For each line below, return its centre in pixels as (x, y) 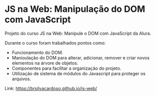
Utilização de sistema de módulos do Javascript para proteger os (79, 73)
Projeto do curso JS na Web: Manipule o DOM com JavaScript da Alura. (78, 33)
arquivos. (21, 79)
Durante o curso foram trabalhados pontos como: (55, 43)
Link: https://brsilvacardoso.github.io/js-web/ (51, 88)
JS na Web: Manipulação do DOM (75, 9)
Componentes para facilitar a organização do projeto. (67, 68)
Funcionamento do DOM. (37, 52)
